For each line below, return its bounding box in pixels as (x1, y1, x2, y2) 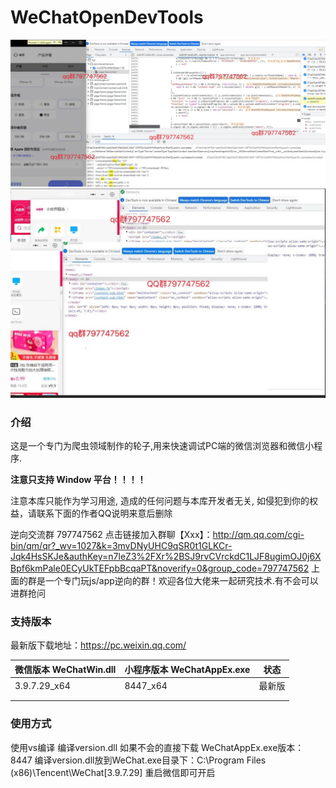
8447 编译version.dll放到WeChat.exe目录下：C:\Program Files (10, 754, 267, 766)
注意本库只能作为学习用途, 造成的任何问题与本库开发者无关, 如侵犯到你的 (10, 495, 310, 507)
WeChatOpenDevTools (10, 6, 204, 29)
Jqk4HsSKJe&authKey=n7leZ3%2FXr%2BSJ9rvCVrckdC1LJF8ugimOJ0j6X (10, 551, 322, 563)
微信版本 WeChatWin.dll (14, 663, 117, 675)
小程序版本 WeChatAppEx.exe (124, 663, 251, 675)
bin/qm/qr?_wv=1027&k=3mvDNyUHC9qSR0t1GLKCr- (10, 540, 233, 552)
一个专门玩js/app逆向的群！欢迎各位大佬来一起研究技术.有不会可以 (44, 575, 319, 587)
